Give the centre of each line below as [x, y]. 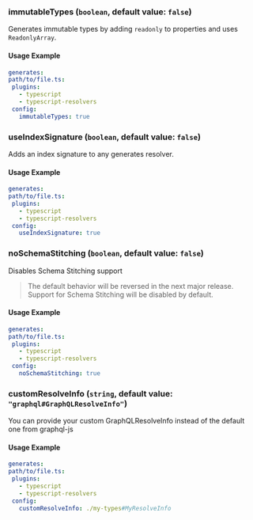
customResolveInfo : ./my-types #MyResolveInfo [95, 508]
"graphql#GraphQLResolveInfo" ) [68, 404]
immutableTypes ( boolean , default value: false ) [100, 12]
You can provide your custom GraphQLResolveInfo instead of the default [126, 421]
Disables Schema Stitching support [65, 271]
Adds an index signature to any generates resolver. [91, 154]
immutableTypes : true [54, 116]
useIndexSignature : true [60, 233]
